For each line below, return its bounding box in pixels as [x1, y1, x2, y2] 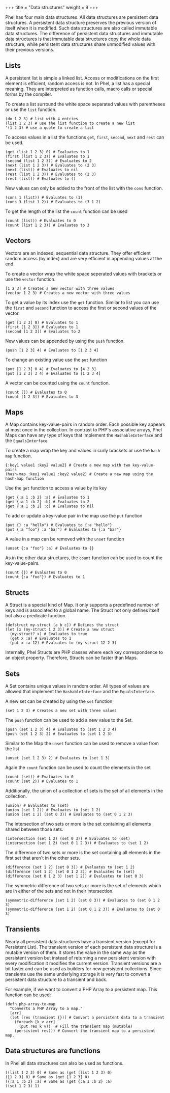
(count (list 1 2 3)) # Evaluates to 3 [5, 223, 90, 228]
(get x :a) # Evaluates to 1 [10, 636, 72, 641]
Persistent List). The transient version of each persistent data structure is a [5, 944, 162, 950]
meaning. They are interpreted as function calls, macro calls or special [5, 86, 153, 92]
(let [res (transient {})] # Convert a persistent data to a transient [10, 1015, 165, 1020]
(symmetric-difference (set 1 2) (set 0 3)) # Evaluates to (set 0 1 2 [5, 898, 160, 903]
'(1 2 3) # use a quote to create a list [5, 125, 94, 130]
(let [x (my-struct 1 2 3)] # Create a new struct [5, 627, 115, 632]
